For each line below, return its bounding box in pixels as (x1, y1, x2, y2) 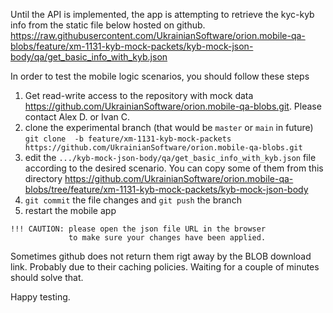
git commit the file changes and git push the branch (24, 194, 242, 206)
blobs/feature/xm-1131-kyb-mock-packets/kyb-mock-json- (10, 40, 254, 52)
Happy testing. (10, 291, 71, 303)
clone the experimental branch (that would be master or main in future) (24, 122, 314, 133)
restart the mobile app (24, 205, 117, 216)
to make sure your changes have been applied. (68, 233, 267, 243)
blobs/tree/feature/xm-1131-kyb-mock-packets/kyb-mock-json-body (24, 184, 309, 195)
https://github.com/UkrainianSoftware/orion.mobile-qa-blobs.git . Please (24, 100, 322, 112)
